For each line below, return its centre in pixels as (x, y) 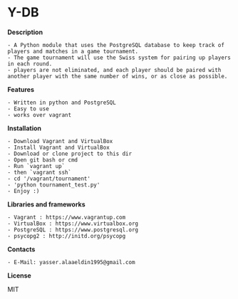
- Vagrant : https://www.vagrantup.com (67, 217)
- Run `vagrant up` (36, 166)
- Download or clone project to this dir (70, 154)
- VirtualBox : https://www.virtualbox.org (73, 224)
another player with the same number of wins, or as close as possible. (118, 76)
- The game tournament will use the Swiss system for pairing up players (119, 58)
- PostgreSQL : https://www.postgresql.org (73, 230)
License (20, 276)
